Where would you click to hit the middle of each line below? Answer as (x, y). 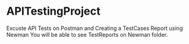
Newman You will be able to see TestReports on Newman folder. (87, 34)
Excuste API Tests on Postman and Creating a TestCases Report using (95, 28)
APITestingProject (54, 11)
